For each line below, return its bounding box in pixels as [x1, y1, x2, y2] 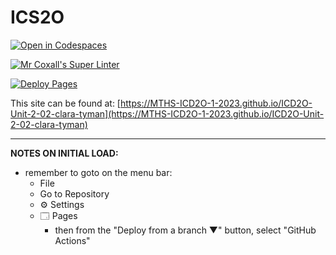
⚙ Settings [39, 198, 85, 210]
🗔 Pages [39, 209, 78, 221]
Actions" [54, 234, 91, 246]
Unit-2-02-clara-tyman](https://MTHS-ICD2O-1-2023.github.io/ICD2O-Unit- [10, 107, 325, 120]
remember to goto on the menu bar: [24, 166, 173, 178]
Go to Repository [39, 187, 110, 200]
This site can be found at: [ [10, 97, 121, 109]
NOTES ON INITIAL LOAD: [10, 147, 119, 159]
